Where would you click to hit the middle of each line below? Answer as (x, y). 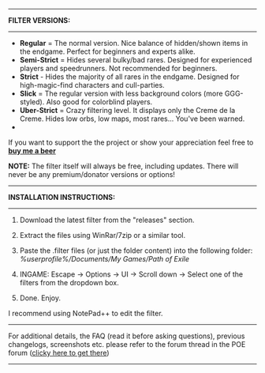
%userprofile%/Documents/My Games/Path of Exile (104, 259)
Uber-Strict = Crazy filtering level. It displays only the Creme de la (127, 110)
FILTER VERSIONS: (39, 20)
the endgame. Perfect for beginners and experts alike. (107, 51)
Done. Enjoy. (40, 298)
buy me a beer (32, 151)
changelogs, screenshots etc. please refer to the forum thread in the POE (127, 344)
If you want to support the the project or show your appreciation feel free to (131, 142)
